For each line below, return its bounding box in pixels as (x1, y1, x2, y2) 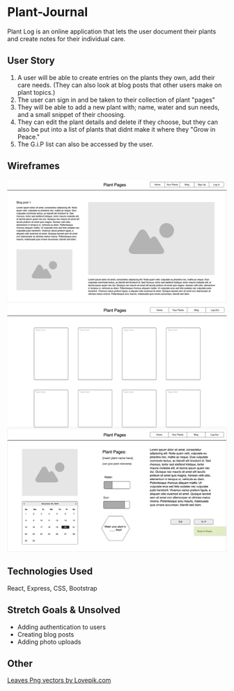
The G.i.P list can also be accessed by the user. (17, 140, 154, 148)
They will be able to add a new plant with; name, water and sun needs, (17, 102, 220, 111)
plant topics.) (17, 88, 56, 96)
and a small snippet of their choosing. (17, 110, 126, 118)
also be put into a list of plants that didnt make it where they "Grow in (17, 125, 216, 133)
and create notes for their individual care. (7, 34, 126, 42)
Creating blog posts (17, 630, 75, 638)
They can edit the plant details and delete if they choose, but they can (17, 118, 218, 126)
